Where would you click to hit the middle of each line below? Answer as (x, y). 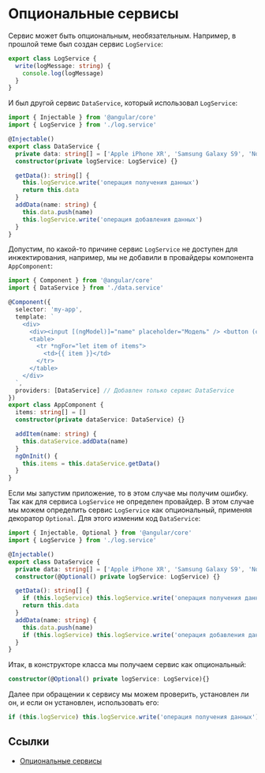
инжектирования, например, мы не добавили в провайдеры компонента (131, 258)
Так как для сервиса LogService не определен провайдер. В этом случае (131, 502)
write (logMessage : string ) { (63, 66)
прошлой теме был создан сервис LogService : (86, 43)
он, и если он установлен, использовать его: (84, 703)
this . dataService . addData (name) (75, 441)
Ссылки (29, 742)
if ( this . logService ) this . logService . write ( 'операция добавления (134, 635)
